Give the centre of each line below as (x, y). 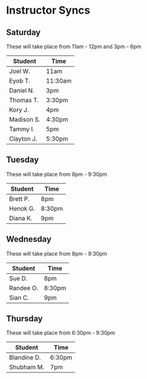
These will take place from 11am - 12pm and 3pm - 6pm (74, 46)
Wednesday (29, 239)
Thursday (25, 319)
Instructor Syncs (48, 10)
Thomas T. (24, 100)
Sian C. (19, 298)
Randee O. (24, 288)
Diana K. (21, 218)
